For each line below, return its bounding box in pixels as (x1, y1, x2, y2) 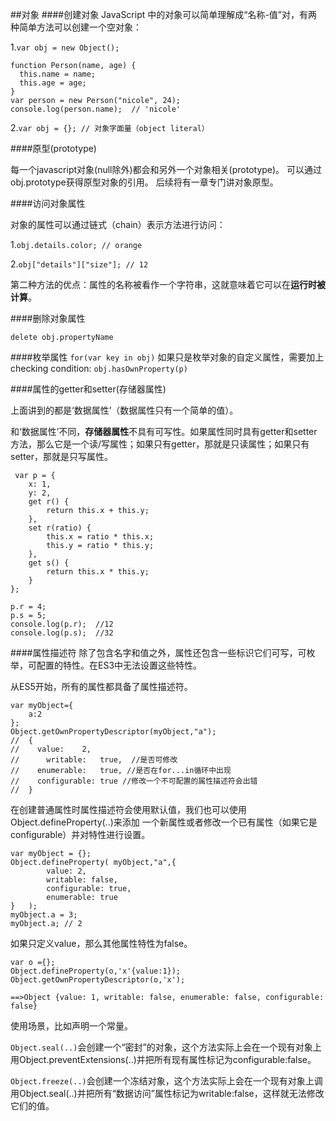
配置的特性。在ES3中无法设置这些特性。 (36, 659, 203, 671)
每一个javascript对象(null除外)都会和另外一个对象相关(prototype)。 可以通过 (10, 164, 323, 175)
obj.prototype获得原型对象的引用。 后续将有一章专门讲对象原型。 (10, 176, 279, 188)
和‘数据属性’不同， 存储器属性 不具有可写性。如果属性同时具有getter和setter (10, 426, 318, 437)
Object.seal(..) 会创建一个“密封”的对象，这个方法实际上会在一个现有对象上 (10, 1041, 322, 1053)
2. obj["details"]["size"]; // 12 (10, 258, 149, 270)
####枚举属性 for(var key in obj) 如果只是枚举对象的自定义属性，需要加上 (10, 351, 325, 363)
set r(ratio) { (28, 523, 92, 533)
